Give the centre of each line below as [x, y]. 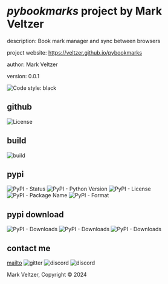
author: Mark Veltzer [32, 64]
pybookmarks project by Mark [85, 11]
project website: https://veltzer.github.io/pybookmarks [75, 52]
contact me [29, 248]
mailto [15, 263]
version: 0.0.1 [23, 76]
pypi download [35, 215]
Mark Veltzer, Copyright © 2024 [47, 275]
